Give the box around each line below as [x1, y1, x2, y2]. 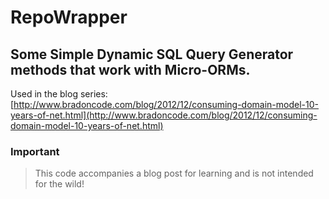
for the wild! [34, 178, 85, 190]
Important [10, 144, 60, 158]
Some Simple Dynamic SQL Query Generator [10, 46, 294, 63]
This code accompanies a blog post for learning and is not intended [34, 167, 314, 180]
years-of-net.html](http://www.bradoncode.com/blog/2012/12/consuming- [10, 109, 318, 121]
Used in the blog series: [10, 88, 108, 100]
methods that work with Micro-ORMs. [10, 61, 251, 78]
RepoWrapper [10, 6, 128, 29]
